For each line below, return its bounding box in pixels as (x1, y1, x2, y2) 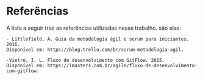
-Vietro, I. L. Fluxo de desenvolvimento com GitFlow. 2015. (6, 57, 165, 63)
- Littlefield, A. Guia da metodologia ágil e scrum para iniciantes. (6, 36, 190, 42)
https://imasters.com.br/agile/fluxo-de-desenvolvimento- (47, 62, 198, 68)
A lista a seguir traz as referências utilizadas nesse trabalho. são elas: (6, 24, 182, 32)
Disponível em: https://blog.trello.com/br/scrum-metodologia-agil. (6, 47, 184, 53)
